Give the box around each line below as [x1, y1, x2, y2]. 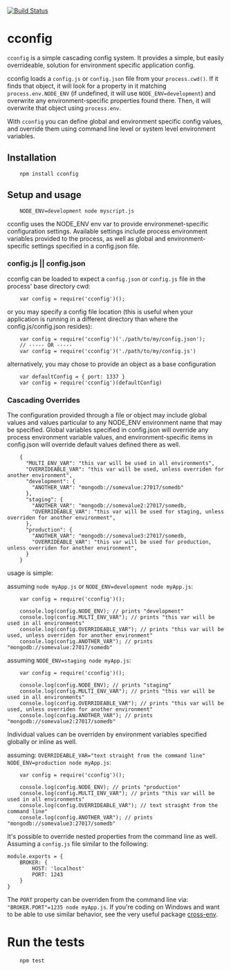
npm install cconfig [19, 170, 79, 177]
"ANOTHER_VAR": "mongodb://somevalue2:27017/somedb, [32, 502, 187, 509]
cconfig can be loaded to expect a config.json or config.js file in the [7, 274, 206, 283]
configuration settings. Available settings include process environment [7, 227, 207, 235]
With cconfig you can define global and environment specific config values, [7, 117, 223, 125]
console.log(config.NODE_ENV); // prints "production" [19, 784, 181, 791]
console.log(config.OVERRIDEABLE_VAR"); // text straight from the [19, 802, 218, 809]
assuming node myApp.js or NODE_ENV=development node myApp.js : [7, 582, 194, 591]
